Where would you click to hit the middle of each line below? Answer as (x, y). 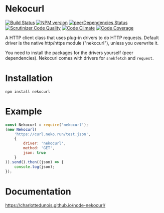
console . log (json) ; (35, 167)
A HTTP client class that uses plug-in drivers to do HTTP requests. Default (82, 38)
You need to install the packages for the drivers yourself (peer (69, 53)
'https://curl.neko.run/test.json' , (53, 134)
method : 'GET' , (39, 148)
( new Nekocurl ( (21, 129)
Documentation (38, 191)
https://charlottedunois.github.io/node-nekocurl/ (55, 205)
